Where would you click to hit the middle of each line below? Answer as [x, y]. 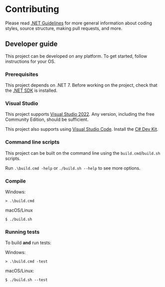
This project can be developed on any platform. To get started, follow [76, 56]
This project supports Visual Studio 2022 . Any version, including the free [80, 114]
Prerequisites [22, 74]
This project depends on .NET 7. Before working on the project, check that [82, 85]
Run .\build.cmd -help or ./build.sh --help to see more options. [73, 168]
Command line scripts [32, 142]
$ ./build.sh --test [27, 280]
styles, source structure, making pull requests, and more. [64, 28]
